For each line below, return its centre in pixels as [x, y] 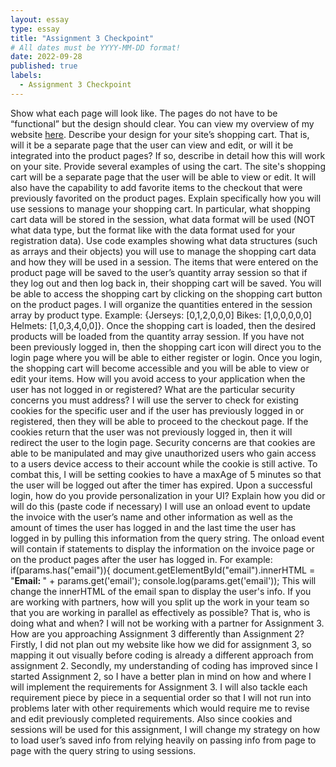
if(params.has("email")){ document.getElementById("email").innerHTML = [163, 570]
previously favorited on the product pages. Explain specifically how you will [166, 198]
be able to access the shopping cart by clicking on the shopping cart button [166, 293]
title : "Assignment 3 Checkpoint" [82, 38]
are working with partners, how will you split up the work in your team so [160, 602]
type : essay [35, 29]
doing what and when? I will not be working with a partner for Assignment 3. [167, 623]
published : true [44, 66]
